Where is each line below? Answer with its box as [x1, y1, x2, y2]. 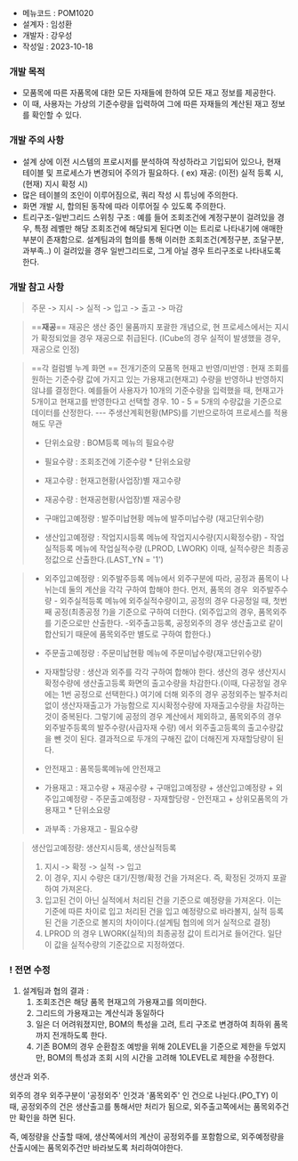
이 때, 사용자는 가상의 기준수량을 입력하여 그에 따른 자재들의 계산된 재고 [21, 99, 270, 110]
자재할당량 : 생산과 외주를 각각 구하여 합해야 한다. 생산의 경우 [44, 666, 255, 677]
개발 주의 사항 [9, 134, 65, 147]
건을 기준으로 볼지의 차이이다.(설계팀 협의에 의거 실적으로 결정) [53, 916, 271, 928]
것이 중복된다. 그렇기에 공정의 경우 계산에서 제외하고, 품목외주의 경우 [44, 710, 282, 721]
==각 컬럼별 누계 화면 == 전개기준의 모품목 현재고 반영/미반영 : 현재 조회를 [30, 362, 289, 373]
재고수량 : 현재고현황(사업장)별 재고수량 [44, 475, 181, 485]
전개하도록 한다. [52, 1030, 108, 1041]
